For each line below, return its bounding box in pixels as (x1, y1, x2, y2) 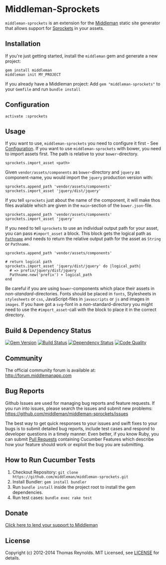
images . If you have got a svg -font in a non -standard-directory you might (5, 301, 153, 307)
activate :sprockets (5, 113, 48, 119)
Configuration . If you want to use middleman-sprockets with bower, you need (5, 146, 162, 152)
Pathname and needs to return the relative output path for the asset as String (5, 236, 161, 242)
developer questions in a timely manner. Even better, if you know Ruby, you (5, 431, 159, 437)
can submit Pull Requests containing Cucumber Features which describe (5, 436, 154, 442)
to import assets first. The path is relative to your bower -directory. (5, 151, 139, 157)
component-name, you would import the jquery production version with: (5, 175, 153, 181)
